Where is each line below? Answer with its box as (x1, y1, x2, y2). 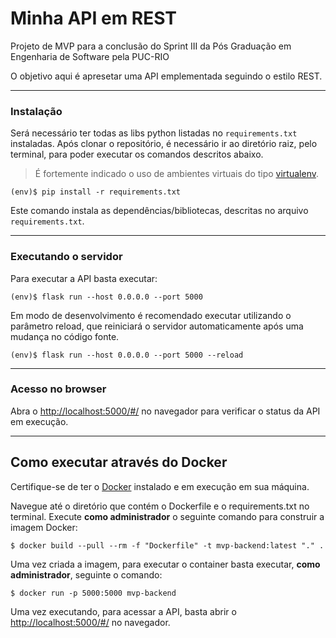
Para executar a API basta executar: (10, 272, 158, 284)
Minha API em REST (10, 7, 178, 30)
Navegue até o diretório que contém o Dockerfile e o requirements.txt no (10, 500, 310, 512)
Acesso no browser (10, 382, 107, 396)
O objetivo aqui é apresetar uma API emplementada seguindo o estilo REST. (10, 70, 323, 82)
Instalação (10, 104, 63, 118)
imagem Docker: (10, 521, 78, 533)
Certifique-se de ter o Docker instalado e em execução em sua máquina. (10, 480, 310, 492)
